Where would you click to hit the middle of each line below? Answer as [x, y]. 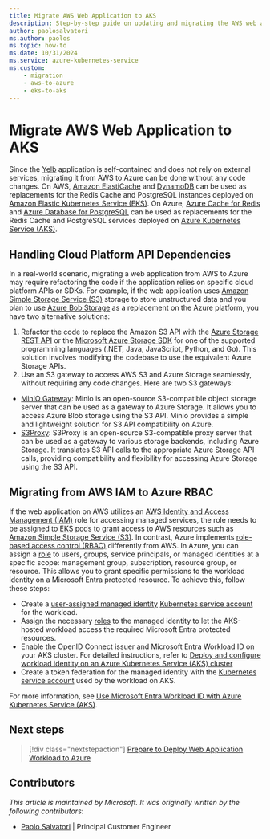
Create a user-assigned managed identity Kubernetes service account [137, 604]
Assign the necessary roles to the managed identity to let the [121, 621]
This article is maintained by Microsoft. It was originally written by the [124, 802]
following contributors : [46, 811]
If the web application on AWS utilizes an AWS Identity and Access [119, 511]
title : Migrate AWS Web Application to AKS [83, 16]
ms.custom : [27, 68]
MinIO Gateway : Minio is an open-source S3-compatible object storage [138, 399]
